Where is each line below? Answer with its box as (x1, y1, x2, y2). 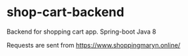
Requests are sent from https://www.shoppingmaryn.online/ (6, 41, 181, 49)
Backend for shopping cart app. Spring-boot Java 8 (6, 27, 156, 36)
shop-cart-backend (6, 4, 125, 20)
